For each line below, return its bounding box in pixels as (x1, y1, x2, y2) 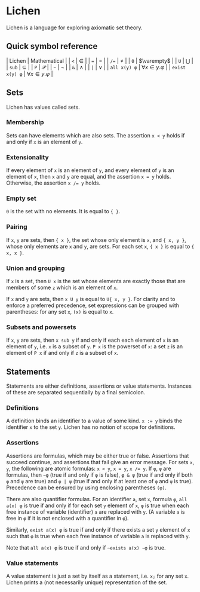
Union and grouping (6, 264, 65, 272)
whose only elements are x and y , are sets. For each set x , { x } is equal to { (6, 243, 195, 250)
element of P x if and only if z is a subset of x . (6, 349, 119, 357)
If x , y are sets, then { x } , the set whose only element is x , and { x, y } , (6, 236, 186, 243)
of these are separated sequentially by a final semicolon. (6, 389, 146, 396)
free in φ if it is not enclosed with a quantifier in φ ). (6, 514, 130, 522)
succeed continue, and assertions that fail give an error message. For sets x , (6, 458, 195, 465)
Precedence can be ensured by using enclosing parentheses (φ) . (6, 484, 167, 491)
